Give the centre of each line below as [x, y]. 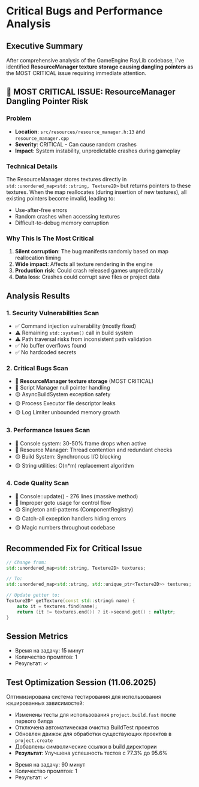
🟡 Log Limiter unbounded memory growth [67, 412]
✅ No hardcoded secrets [46, 352]
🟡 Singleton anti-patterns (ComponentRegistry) [74, 509]
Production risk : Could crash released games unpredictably [89, 271]
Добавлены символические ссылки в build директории [86, 747]
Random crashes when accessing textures [67, 216]
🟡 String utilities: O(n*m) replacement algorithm [74, 465]
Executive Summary [45, 46]
